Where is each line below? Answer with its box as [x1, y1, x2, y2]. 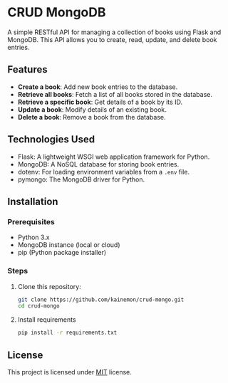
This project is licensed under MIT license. [7, 367, 132, 376]
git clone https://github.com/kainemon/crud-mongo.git [17, 296, 185, 303]
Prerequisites [7, 216, 55, 226]
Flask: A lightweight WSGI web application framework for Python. [17, 152, 210, 161]
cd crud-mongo [17, 303, 60, 310]
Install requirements [17, 315, 76, 324]
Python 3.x [17, 233, 50, 242]
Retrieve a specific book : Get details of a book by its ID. [17, 98, 183, 106]
